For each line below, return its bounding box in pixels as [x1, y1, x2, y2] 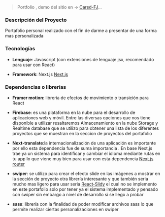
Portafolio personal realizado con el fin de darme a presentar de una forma [5, 28, 157, 34]
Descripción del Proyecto [5, 16, 67, 23]
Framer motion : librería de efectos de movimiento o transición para [12, 95, 149, 101]
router [12, 161, 25, 167]
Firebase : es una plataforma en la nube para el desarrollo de [12, 109, 135, 115]
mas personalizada [5, 33, 44, 39]
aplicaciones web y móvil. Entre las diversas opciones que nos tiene [12, 114, 151, 120]
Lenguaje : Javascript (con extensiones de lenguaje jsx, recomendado [12, 56, 154, 62]
